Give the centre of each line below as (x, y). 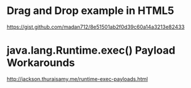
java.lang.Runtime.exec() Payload (91, 50)
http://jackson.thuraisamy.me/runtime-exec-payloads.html (77, 79)
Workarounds (41, 63)
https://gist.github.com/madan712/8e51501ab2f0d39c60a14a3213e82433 (95, 27)
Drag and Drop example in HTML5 (91, 11)
